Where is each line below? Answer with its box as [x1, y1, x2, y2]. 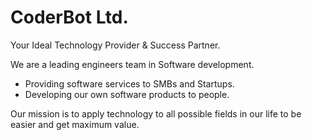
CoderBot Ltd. [10, 6, 129, 29]
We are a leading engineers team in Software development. [10, 58, 255, 70]
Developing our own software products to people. [24, 88, 230, 100]
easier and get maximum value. [10, 118, 140, 130]
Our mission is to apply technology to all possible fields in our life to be [10, 107, 302, 120]
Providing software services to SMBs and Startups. [24, 77, 235, 90]
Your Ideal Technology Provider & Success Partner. [10, 39, 221, 51]
